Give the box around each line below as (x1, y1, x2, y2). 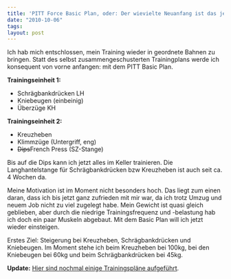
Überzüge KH (16, 104, 56, 112)
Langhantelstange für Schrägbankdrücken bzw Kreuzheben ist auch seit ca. (7, 166, 223, 174)
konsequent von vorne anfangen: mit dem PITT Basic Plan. (7, 63, 173, 71)
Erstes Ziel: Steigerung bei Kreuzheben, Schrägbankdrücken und (7, 236, 191, 245)
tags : (7, 23, 23, 30)
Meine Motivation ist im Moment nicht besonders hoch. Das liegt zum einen (7, 186, 221, 194)
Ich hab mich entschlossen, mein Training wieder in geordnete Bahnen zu (7, 48, 215, 56)
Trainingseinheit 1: (7, 76, 61, 85)
